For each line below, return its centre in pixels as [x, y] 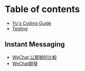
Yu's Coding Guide [32, 23]
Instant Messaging [35, 45]
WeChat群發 [25, 63]
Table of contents [42, 9]
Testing [20, 28]
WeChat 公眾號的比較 [34, 57]
